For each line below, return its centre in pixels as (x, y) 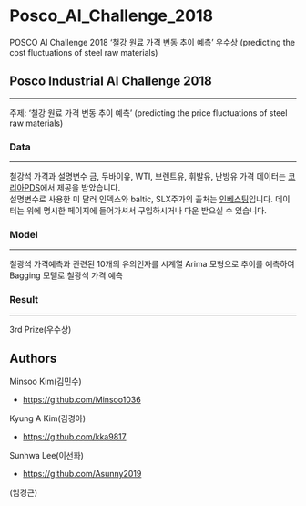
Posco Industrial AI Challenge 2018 (111, 82)
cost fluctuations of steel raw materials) (84, 52)
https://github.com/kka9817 (74, 437)
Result (24, 300)
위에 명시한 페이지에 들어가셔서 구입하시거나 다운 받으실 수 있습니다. (146, 211)
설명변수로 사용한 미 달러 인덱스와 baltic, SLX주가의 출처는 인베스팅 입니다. (141, 199)
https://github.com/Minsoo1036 (82, 400)
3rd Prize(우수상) (41, 329)
